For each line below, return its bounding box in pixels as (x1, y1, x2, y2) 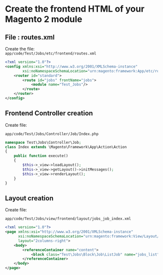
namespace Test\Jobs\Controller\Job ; (5, 140, 81, 145)
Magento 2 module (5, 14, 82, 25)
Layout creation (5, 194, 54, 202)
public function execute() (14, 154, 68, 158)
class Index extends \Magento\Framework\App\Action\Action (5, 144, 127, 149)
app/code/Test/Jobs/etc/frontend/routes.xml (5, 51, 97, 56)
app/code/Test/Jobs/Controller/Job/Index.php (5, 131, 98, 137)
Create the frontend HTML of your (5, 3, 145, 15)
